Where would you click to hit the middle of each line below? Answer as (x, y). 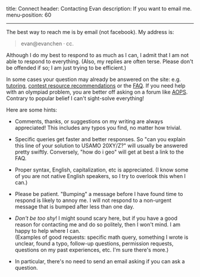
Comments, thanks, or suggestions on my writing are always (89, 121)
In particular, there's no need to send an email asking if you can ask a (100, 261)
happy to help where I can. (47, 231)
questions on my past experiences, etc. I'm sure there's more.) (92, 250)
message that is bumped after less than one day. (74, 207)
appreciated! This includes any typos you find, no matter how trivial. (98, 128)
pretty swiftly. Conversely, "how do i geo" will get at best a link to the (99, 152)
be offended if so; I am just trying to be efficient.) (66, 68)
